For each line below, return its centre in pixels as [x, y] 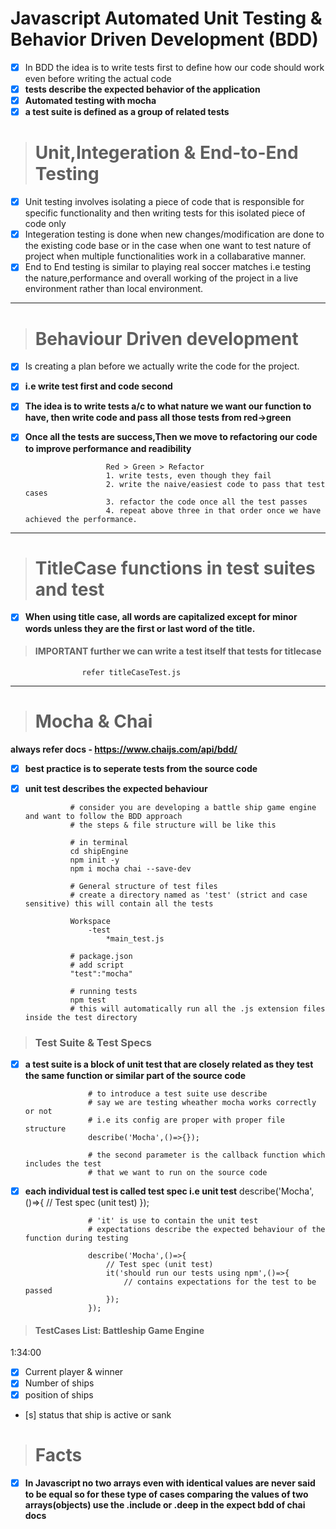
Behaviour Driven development [166, 338]
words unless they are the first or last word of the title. [140, 628]
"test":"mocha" [101, 973]
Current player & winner [74, 1372]
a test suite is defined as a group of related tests [127, 112]
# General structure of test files [143, 886]
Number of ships [59, 1383]
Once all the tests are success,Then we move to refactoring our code [171, 437]
